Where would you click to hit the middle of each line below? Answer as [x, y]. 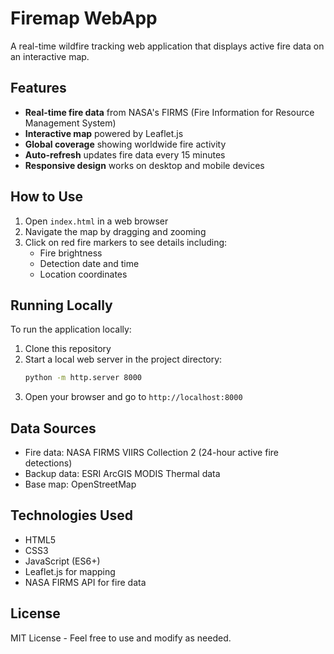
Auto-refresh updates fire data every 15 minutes [125, 154]
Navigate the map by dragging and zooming [115, 231]
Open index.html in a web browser [96, 221]
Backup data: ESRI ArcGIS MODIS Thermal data [122, 474]
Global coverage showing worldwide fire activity [125, 144]
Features [38, 88]
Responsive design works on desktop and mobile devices [144, 165]
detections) [48, 463]
